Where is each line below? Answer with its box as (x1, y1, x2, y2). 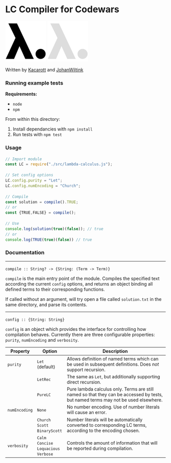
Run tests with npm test (12, 132, 62, 138)
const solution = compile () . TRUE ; (5, 199, 79, 204)
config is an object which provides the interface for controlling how (5, 326, 147, 332)
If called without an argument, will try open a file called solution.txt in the (5, 296, 162, 302)
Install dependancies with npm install (12, 126, 93, 132)
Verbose (37, 451, 53, 457)
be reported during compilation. (67, 445, 133, 451)
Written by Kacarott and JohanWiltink (5, 66, 83, 72)
